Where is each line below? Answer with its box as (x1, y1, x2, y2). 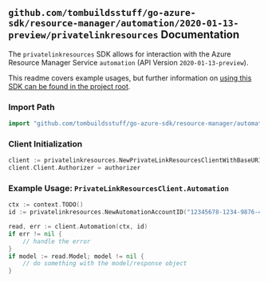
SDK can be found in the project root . (8, 81, 131, 91)
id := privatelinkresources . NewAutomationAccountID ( (8, 208, 187, 217)
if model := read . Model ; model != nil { (8, 252, 145, 260)
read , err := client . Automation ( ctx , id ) (8, 223, 148, 231)
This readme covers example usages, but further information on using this (8, 72, 252, 83)
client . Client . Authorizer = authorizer (8, 164, 141, 172)
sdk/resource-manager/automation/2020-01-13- (8, 18, 239, 29)
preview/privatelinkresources (8, 29, 159, 41)
